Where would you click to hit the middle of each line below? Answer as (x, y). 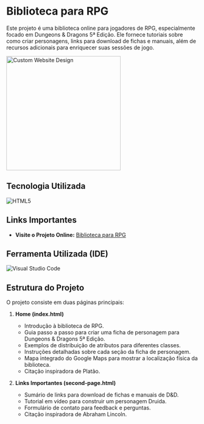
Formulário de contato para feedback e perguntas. (87, 408)
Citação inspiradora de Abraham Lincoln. (76, 414)
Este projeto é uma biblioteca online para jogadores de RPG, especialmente (101, 28)
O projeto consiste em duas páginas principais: (65, 302)
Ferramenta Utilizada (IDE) (57, 254)
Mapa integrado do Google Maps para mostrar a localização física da (111, 358)
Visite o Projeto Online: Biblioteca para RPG (70, 235)
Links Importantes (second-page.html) (65, 383)
